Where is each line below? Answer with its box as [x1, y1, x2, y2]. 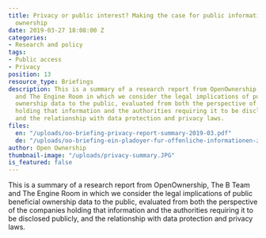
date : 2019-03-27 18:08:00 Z [8, 26, 104, 34]
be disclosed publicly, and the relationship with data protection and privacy [8, 214, 253, 224]
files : [8, 122, 30, 130]
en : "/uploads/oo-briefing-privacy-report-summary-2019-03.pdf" [15, 129, 232, 137]
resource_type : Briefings [8, 77, 93, 85]
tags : [8, 48, 26, 56]
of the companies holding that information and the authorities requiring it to [8, 206, 253, 215]
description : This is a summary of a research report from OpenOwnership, [8, 85, 260, 93]
